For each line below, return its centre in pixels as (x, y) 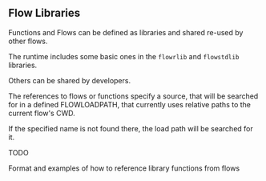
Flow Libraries (44, 13)
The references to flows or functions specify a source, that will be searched (133, 96)
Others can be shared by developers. (69, 80)
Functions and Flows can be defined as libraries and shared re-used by (126, 32)
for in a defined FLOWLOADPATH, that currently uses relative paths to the (129, 104)
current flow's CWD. (42, 113)
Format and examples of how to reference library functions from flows (124, 168)
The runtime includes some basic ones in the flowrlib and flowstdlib (124, 56)
